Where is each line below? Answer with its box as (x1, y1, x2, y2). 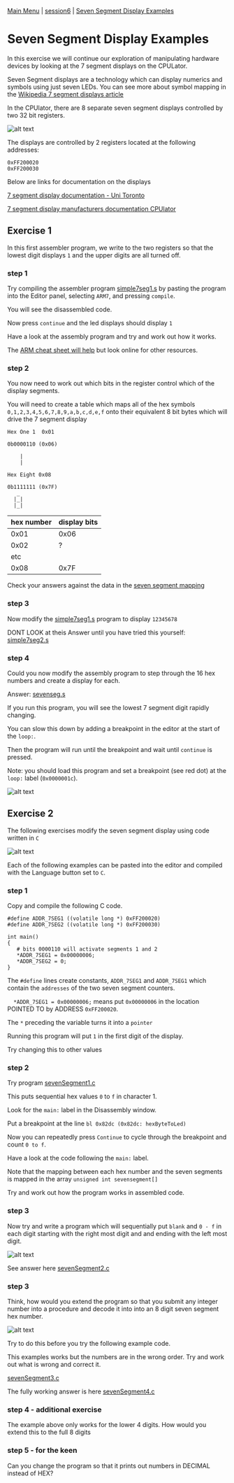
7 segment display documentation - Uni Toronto (7, 191, 145, 199)
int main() (7, 934, 39, 941)
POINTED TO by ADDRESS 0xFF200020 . (7, 1005, 119, 1014)
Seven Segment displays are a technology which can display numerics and (7, 75, 223, 83)
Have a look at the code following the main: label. (7, 1154, 149, 1163)
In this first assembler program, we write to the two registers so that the (7, 243, 214, 252)
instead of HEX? (7, 1469, 54, 1477)
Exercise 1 (7, 225, 52, 237)
